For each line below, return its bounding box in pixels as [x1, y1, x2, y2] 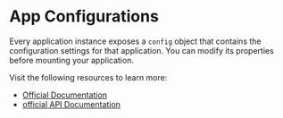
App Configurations [9, 6, 159, 27]
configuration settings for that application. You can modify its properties [9, 45, 274, 55]
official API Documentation [21, 98, 121, 109]
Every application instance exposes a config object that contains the [9, 36, 262, 46]
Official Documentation [21, 89, 107, 100]
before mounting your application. [9, 55, 134, 65]
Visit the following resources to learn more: [9, 72, 168, 82]
